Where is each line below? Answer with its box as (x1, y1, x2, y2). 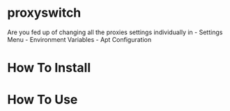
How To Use (7, 92, 78, 108)
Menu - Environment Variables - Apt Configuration (7, 35, 152, 43)
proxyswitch (7, 5, 82, 21)
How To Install (7, 60, 91, 76)
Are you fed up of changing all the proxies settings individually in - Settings (7, 28, 223, 36)
